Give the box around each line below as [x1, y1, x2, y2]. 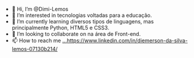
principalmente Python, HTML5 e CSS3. [11, 24, 110, 31]
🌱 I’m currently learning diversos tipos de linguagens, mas [11, 18, 154, 25]
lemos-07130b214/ [11, 46, 58, 52]
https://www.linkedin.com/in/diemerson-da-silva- [66, 37, 188, 44]
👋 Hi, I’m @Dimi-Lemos [11, 6, 69, 12]
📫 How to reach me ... [11, 37, 67, 44]
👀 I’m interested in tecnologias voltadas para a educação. [11, 12, 152, 19]
